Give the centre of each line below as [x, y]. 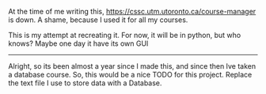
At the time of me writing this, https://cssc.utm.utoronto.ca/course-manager [132, 11]
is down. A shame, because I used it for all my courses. [98, 20]
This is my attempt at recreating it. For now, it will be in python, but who [125, 35]
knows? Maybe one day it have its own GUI [78, 43]
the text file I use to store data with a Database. [85, 83]
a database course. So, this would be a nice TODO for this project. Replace [130, 75]
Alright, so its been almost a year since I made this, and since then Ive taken [132, 66]
